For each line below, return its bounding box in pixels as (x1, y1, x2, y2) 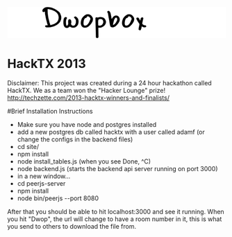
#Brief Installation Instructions (7, 107, 93, 115)
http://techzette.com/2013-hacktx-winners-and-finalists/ (7, 94, 170, 102)
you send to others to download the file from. (7, 222, 137, 230)
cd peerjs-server (17, 179, 66, 187)
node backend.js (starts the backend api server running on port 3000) (17, 164, 218, 173)
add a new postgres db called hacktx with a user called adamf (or (17, 128, 205, 136)
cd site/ (17, 142, 40, 150)
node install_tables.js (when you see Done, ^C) (17, 157, 151, 166)
